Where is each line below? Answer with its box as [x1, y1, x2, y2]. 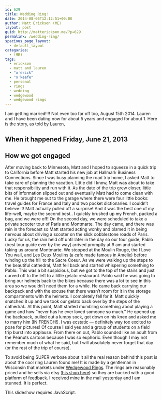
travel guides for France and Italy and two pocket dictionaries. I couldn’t [5, 200, 148, 206]
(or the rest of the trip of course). [5, 345, 71, 351]
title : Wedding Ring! [5, 12, 49, 17]
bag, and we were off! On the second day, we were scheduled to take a [5, 216, 147, 222]
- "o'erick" [9, 70, 34, 75]
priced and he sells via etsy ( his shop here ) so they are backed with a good [5, 370, 155, 376]
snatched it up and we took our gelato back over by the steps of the [5, 299, 140, 304]
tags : [5, 57, 16, 62]
